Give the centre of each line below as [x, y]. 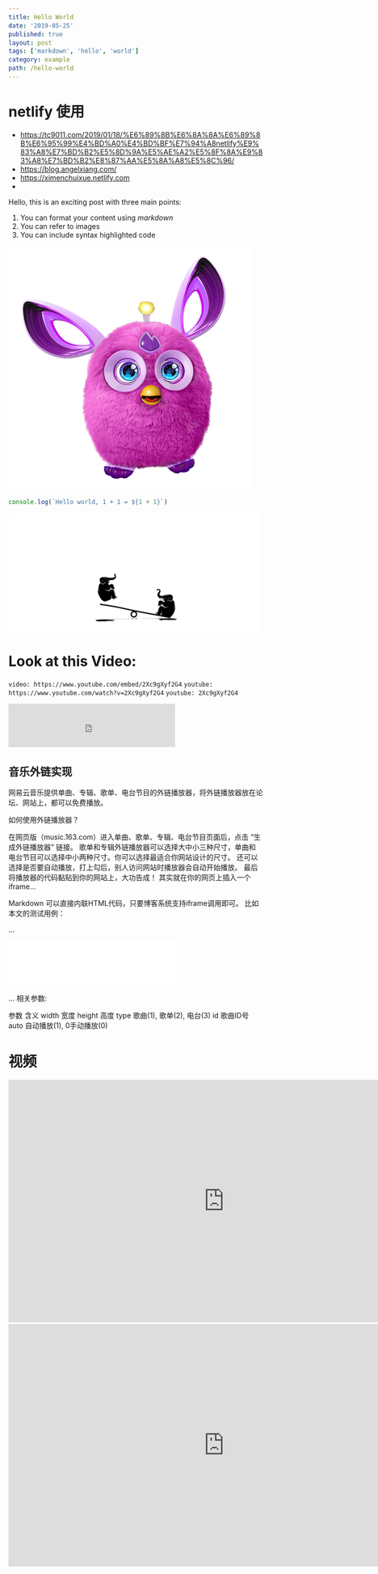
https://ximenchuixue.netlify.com [75, 177]
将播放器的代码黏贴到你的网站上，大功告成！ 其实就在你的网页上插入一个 [130, 878]
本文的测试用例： [37, 913]
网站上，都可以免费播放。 [65, 803]
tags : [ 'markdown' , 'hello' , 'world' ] [73, 51]
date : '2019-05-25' [41, 25]
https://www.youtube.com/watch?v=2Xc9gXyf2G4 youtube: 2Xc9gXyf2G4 [123, 693]
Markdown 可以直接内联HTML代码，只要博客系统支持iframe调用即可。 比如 [134, 903]
